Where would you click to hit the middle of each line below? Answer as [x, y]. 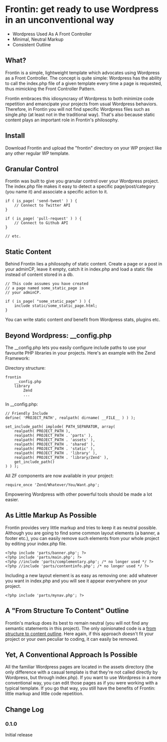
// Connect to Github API [41, 223]
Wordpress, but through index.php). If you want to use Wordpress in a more [83, 678]
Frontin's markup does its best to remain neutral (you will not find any [77, 623]
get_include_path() [35, 462]
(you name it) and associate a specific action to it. [57, 192]
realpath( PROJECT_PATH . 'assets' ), [55, 440]
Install [15, 136]
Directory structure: [26, 368]
